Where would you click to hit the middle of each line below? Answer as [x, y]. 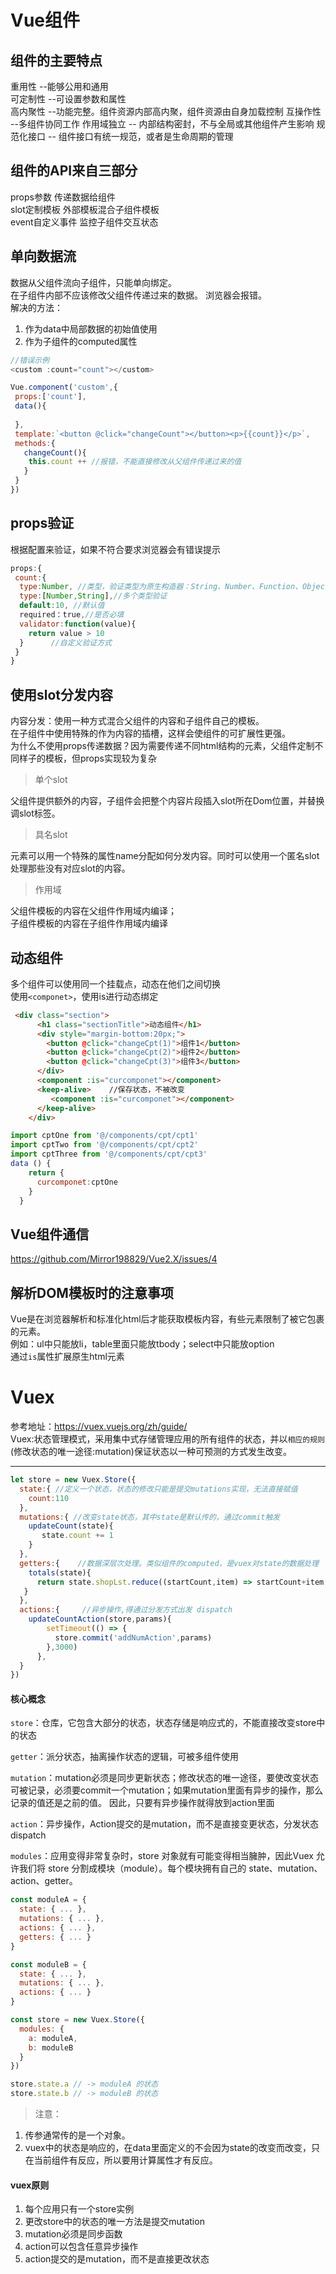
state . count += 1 [77, 1536]
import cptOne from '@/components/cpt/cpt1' [104, 1136]
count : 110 [49, 1498]
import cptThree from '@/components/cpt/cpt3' [109, 1154]
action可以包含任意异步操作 [81, 2247]
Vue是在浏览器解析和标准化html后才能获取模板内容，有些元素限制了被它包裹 [167, 1319]
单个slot [51, 780]
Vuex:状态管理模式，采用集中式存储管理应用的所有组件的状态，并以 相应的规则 [167, 1439]
